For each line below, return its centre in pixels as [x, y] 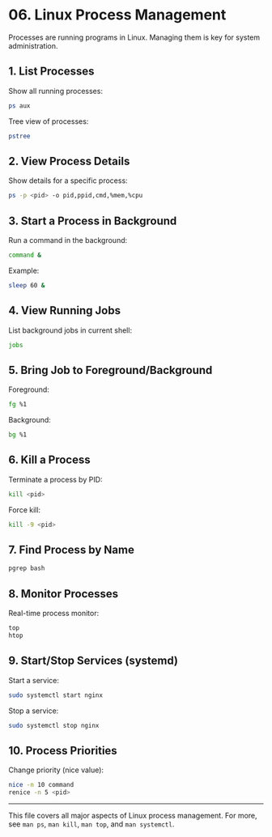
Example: [24, 270]
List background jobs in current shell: [70, 330]
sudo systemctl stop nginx [54, 725]
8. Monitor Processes [64, 594]
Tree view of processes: [49, 121]
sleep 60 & [27, 285]
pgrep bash [27, 568]
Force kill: [25, 510]
